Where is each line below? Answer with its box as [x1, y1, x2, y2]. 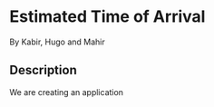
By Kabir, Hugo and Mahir [9, 36, 106, 47]
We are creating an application [9, 86, 124, 97]
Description [9, 63, 77, 78]
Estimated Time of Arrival [9, 6, 206, 27]
